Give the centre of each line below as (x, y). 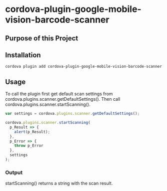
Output (14, 172)
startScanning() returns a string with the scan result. (59, 184)
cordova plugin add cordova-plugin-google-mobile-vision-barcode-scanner (84, 67)
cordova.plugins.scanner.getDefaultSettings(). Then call (63, 99)
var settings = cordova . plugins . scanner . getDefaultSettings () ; (72, 114)
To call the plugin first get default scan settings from (59, 94)
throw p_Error (29, 146)
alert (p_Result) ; (32, 132)
